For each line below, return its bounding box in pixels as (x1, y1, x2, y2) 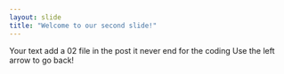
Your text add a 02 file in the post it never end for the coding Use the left (9, 45, 275, 55)
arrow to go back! (9, 55, 74, 65)
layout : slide (9, 12, 62, 22)
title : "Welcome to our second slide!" (9, 21, 158, 30)
